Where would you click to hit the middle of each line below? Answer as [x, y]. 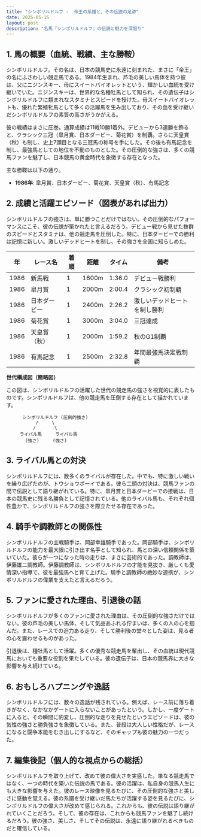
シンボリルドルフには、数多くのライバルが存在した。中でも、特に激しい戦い [100, 476]
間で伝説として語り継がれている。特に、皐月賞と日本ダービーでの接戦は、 [98, 491]
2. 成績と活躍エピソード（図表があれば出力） [89, 203]
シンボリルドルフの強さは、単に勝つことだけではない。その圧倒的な [90, 219]
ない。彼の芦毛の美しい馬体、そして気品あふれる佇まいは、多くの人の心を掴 [100, 623]
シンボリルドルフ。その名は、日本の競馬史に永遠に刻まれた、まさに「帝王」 [100, 70]
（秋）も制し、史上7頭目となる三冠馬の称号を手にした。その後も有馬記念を [99, 142]
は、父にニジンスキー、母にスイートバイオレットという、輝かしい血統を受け [100, 85]
